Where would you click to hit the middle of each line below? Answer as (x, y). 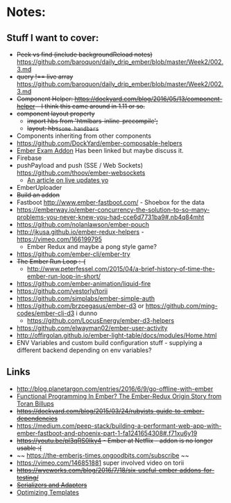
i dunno (87, 313)
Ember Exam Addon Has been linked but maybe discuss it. (100, 151)
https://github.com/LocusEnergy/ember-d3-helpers (101, 320)
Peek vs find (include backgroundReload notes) (85, 54)
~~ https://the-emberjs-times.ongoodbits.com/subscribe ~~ (103, 455)
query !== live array (45, 77)
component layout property (55, 113)
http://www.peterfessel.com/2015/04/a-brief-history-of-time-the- (121, 269)
